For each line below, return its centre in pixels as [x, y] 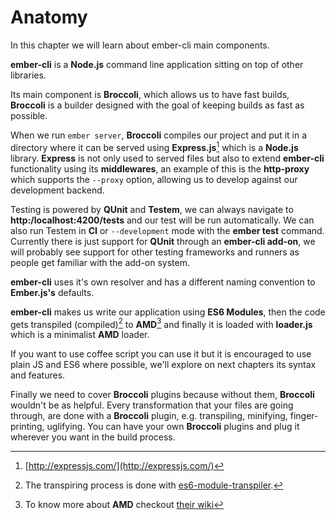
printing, [27, 427]
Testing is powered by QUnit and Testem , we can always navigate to [152, 209]
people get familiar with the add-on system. [100, 262]
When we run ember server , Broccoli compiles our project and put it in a [159, 135]
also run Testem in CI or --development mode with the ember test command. [167, 230]
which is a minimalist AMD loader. [80, 335]
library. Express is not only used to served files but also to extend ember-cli [167, 158]
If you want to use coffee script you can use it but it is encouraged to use [161, 354]
